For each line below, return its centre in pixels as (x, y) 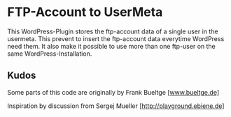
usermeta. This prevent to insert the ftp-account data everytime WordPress (116, 38)
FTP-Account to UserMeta (85, 12)
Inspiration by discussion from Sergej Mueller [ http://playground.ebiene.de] (116, 106)
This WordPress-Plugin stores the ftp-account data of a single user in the (113, 31)
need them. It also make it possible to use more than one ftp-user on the (111, 46)
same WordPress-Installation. (50, 54)
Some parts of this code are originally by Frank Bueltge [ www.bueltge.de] (113, 92)
